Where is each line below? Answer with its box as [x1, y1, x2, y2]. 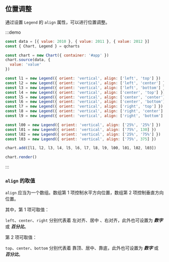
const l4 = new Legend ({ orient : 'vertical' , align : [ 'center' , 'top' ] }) [5, 90, 165, 95]
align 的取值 [5, 177, 35, 184]
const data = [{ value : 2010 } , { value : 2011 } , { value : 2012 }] [5, 39, 150, 44]
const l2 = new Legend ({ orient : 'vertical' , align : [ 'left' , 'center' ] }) [5, 80, 167, 86]
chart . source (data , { [5, 57, 51, 62]
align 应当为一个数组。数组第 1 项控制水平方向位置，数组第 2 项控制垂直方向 [5, 189, 164, 195]
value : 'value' [10, 62, 42, 67]
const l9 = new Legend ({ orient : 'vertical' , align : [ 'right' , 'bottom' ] [5, 113, 163, 118]
